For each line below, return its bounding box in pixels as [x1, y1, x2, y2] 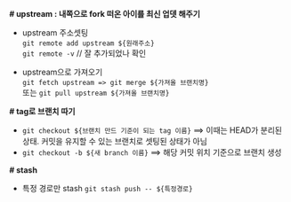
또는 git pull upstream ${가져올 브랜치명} [21, 88, 170, 97]
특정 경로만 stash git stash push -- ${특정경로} [21, 183, 193, 193]
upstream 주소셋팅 [21, 27, 89, 38]
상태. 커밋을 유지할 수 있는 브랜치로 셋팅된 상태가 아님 [21, 136, 207, 146]
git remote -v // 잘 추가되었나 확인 [21, 48, 147, 58]
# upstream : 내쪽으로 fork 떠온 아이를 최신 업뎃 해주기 [9, 9, 200, 19]
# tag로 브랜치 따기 [9, 106, 76, 116]
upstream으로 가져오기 [21, 66, 103, 77]
